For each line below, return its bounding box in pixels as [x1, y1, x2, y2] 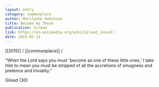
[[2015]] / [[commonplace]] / [5, 47, 63, 54]
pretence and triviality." [5, 67, 53, 73]
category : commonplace [5, 12, 52, 17]
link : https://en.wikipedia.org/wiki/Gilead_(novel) [5, 30, 115, 35]
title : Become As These [5, 21, 54, 26]
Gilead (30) [5, 77, 28, 83]
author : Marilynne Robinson [5, 16, 63, 21]
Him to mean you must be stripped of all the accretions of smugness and [5, 62, 153, 68]
